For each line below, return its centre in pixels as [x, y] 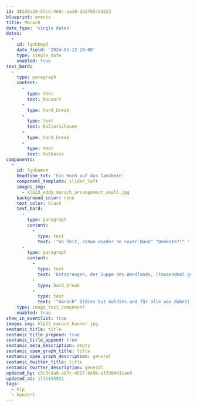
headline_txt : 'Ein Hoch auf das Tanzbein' [71, 176]
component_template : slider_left [57, 181]
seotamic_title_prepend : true [43, 335]
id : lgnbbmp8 [33, 45]
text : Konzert [44, 99]
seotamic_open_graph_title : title [48, 351]
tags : [13, 384]
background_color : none [46, 198]
